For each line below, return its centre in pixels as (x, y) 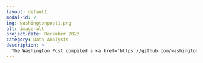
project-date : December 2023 (43, 34)
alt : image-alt (25, 28)
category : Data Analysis (37, 40)
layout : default (27, 12)
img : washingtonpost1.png (39, 23)
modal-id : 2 (21, 17)
